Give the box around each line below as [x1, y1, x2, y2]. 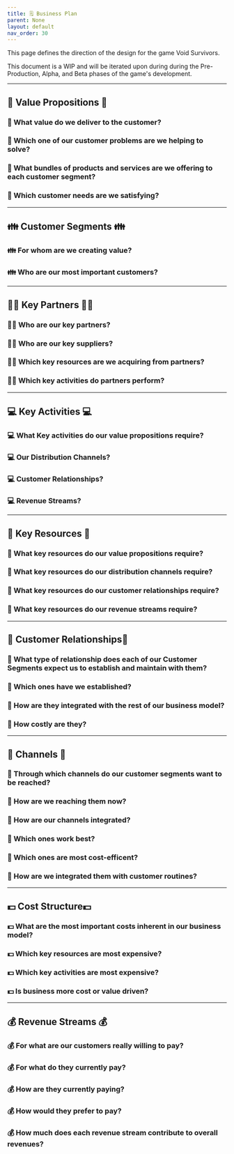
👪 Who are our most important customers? [7, 267, 158, 277]
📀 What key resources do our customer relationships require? [7, 586, 219, 596]
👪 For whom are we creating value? [7, 245, 132, 255]
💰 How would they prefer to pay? [7, 1106, 122, 1116]
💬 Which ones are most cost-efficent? [7, 853, 138, 863]
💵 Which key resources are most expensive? [7, 948, 162, 958]
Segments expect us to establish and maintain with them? [7, 663, 208, 672]
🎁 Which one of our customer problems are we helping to [7, 136, 204, 146]
